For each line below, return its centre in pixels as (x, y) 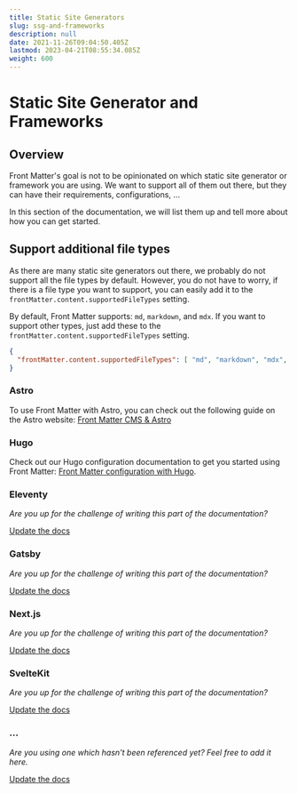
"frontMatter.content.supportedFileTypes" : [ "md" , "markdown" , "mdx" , (152, 360)
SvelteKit (30, 673)
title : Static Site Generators (67, 17)
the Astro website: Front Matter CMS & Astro (90, 420)
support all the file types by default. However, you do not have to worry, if (144, 280)
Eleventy (29, 494)
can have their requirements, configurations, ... (94, 195)
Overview (37, 154)
